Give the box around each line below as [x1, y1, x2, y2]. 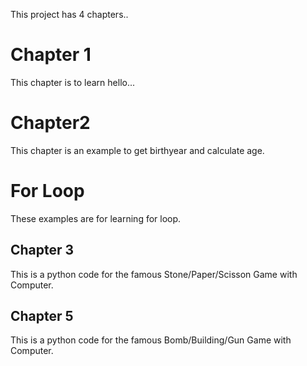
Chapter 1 [10, 44, 92, 66]
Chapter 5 [10, 308, 74, 325]
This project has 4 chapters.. [10, 9, 129, 20]
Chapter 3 [10, 242, 75, 259]
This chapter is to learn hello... [10, 76, 136, 88]
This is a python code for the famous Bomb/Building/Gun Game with [10, 334, 292, 346]
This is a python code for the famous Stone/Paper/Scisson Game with [10, 268, 298, 280]
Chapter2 [10, 112, 91, 134]
